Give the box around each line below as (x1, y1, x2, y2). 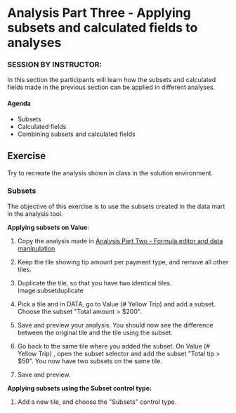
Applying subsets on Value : (7, 223, 90, 231)
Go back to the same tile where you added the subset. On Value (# (17, 341, 211, 350)
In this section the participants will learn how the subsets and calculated (7, 76, 216, 84)
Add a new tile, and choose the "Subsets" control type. (17, 398, 177, 406)
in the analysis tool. (7, 209, 63, 218)
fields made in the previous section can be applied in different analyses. (7, 83, 216, 92)
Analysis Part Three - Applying (7, 5, 191, 21)
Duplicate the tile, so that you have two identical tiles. (17, 278, 172, 287)
